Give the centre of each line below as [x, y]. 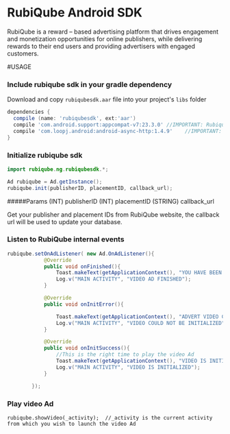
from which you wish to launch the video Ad [72, 424]
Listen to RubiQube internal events [66, 239]
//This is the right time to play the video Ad [125, 354]
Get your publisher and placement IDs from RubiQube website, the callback [113, 215]
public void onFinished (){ [82, 266]
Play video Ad [30, 404]
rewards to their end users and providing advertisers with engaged [101, 46]
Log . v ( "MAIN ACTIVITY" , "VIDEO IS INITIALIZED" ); [128, 367]
